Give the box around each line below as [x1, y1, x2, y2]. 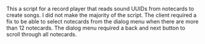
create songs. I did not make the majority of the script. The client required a [6, 11, 197, 19]
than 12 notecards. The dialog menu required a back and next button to [6, 24, 185, 31]
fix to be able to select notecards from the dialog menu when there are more [6, 18, 199, 25]
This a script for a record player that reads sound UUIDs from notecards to [6, 5, 195, 12]
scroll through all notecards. [6, 31, 77, 38]
